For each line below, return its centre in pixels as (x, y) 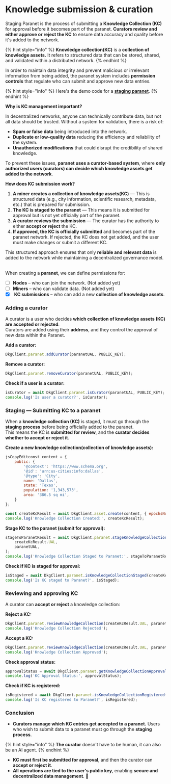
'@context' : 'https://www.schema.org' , (66, 466)
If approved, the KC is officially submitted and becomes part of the (84, 231)
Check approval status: (31, 662)
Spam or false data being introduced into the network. (70, 132)
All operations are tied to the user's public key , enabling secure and (85, 771)
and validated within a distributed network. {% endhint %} (66, 60)
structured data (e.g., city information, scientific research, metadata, (84, 199)
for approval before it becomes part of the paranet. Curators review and (81, 29)
